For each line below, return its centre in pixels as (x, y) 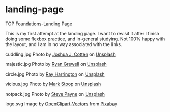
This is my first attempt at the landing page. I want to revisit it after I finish (82, 33)
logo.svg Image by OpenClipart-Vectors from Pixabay (61, 104)
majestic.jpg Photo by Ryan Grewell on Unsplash (56, 64)
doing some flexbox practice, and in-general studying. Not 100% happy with (85, 39)
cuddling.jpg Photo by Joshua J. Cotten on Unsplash (60, 54)
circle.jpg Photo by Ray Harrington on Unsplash (55, 74)
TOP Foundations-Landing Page (39, 24)
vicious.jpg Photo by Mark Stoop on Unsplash (53, 84)
